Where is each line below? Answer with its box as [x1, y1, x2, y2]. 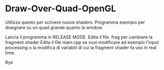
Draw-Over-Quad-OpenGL [5, 3, 116, 14]
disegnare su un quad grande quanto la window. [5, 24, 103, 30]
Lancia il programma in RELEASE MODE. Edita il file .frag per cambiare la [5, 34, 153, 40]
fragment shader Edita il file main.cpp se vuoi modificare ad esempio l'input [5, 39, 159, 45]
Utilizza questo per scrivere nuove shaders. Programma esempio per [5, 19, 145, 25]
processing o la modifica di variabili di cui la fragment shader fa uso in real [5, 44, 157, 50]
